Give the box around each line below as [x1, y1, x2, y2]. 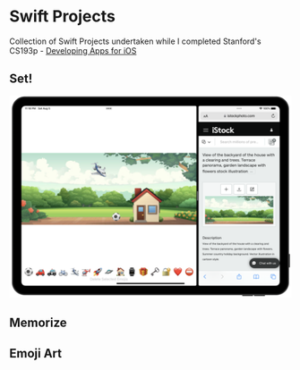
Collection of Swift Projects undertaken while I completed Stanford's [9, 36, 261, 46]
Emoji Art [9, 346, 63, 361]
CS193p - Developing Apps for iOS [9, 45, 137, 55]
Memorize [9, 315, 67, 331]
